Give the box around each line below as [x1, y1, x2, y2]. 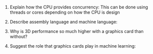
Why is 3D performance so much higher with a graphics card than [9, 28, 144, 34]
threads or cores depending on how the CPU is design [9, 9, 120, 15]
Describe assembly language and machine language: [9, 19, 118, 25]
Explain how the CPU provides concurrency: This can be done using [9, 4, 149, 10]
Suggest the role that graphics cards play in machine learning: [9, 43, 136, 49]
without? [9, 34, 28, 39]
